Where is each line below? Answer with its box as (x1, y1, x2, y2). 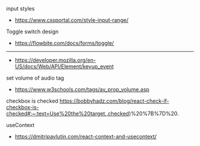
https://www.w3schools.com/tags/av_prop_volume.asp (14, 86, 150, 93)
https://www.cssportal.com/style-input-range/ (14, 17, 129, 23)
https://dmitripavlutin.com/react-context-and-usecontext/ (14, 133, 157, 140)
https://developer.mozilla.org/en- (14, 56, 96, 64)
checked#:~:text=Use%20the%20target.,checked (6, 110, 129, 117)
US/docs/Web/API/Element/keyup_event (14, 63, 114, 70)
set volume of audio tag (6, 74, 64, 81)
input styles (6, 5, 35, 12)
